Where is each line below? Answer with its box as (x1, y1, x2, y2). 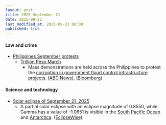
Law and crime (5, 42, 37, 48)
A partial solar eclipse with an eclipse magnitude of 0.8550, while (20, 103, 158, 109)
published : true (5, 26, 40, 32)
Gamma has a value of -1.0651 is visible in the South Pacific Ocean (20, 109, 161, 115)
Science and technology (5, 86, 58, 92)
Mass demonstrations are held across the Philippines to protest (28, 64, 161, 70)
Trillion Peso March (20, 59, 61, 65)
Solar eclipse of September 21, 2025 (12, 98, 90, 104)
